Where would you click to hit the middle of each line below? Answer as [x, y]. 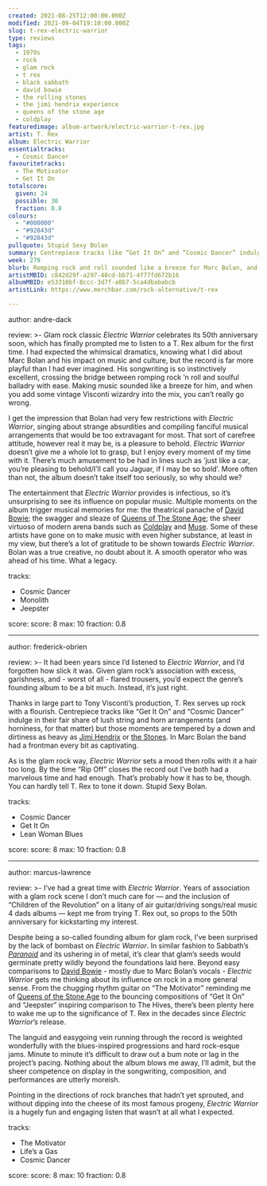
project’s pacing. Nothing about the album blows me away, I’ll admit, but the [132, 1062]
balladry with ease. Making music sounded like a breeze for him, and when [131, 386]
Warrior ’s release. [37, 1022]
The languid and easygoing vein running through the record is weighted [126, 1037]
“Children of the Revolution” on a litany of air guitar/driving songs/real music [133, 905]
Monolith [34, 600]
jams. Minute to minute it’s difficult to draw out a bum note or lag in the [124, 1054]
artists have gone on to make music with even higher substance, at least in [130, 535]
